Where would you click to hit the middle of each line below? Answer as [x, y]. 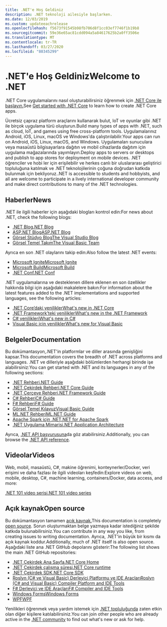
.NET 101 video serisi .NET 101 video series [48, 493]
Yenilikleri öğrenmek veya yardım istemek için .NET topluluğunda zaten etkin [83, 609]
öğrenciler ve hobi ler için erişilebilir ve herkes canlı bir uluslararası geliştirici [83, 163]
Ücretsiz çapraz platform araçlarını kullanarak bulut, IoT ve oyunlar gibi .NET [83, 121]
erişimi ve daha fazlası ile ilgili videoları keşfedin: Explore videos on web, [79, 472]
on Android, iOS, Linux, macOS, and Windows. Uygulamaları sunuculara [79, 142]
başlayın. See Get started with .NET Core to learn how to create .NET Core [81, 106]
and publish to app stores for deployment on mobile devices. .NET [73, 158]
